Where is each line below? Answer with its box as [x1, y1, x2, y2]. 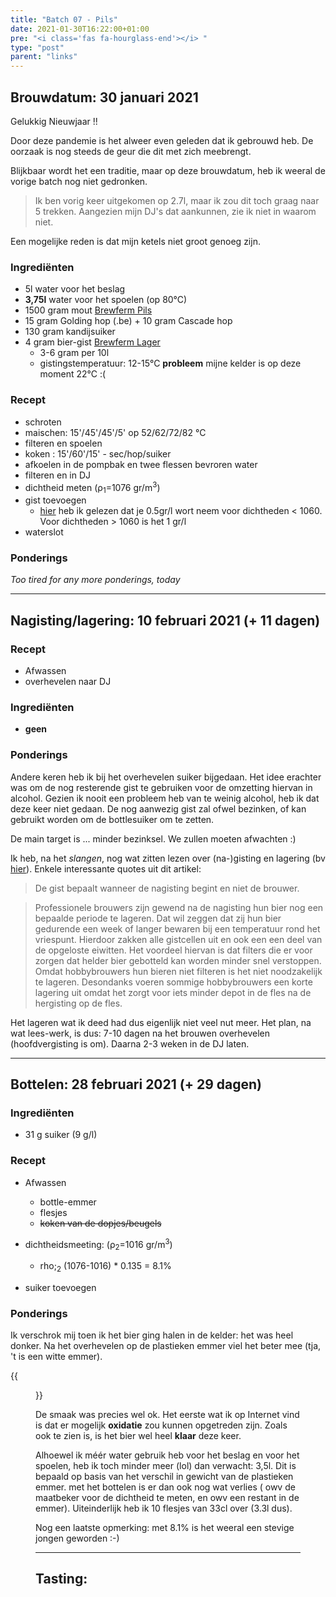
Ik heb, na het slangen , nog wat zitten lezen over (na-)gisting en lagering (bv [10, 852, 326, 864]
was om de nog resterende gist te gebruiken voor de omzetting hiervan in [10, 781, 313, 793]
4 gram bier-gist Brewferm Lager [24, 336, 161, 348]
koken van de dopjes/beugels [39, 1217, 162, 1229]
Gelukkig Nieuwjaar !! [10, 115, 98, 127]
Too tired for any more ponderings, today [10, 574, 181, 586]
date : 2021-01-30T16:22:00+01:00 [10, 24, 150, 34]
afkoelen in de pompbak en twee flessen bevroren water [24, 458, 258, 470]
